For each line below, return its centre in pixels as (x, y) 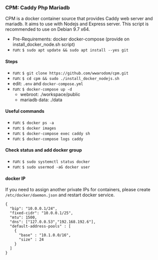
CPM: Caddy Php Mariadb (38, 8)
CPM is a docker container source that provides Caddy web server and (79, 19)
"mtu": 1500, (23, 218)
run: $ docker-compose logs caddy (48, 139)
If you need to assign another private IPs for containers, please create (78, 190)
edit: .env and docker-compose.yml (48, 83)
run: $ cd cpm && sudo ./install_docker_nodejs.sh (66, 78)
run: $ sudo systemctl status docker (51, 161)
